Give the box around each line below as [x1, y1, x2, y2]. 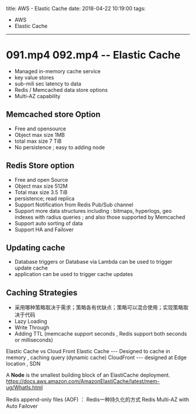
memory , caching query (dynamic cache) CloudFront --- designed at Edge [6, 354, 187, 361]
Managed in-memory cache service [14, 67, 101, 75]
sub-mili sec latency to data [14, 80, 82, 87]
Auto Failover [6, 403, 38, 410]
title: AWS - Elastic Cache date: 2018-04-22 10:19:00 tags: [6, 5, 146, 12]
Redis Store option [6, 161, 75, 171]
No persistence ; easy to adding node [14, 143, 105, 151]
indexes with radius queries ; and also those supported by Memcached [14, 213, 185, 220]
